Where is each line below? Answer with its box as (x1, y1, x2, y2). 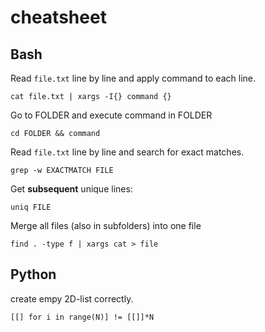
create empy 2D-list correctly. (10, 292, 134, 305)
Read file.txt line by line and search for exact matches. (10, 146, 245, 158)
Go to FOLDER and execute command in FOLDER (10, 109, 213, 121)
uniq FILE (10, 202, 52, 212)
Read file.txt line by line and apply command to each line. (10, 72, 256, 84)
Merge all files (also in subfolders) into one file (10, 220, 202, 231)
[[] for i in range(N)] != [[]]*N (10, 312, 155, 322)
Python (10, 266, 57, 283)
